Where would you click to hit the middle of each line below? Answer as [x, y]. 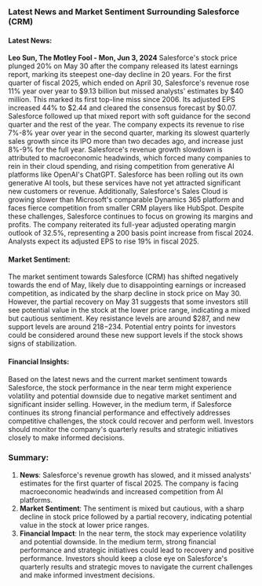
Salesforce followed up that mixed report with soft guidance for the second [129, 116]
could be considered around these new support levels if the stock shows [126, 335]
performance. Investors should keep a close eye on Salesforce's [123, 558]
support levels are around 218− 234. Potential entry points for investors [122, 327]
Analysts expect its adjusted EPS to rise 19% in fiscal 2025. [104, 241]
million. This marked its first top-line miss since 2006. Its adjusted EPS [122, 100]
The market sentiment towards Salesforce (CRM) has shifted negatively [124, 277]
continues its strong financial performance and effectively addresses [119, 412]
